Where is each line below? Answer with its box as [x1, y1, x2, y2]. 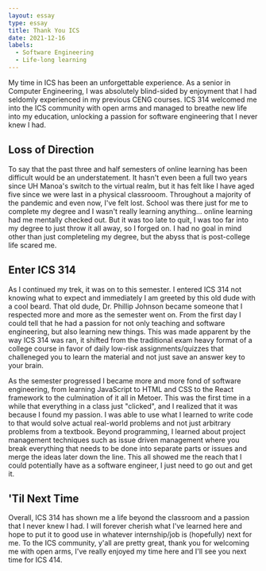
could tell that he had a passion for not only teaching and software [8, 318, 226, 328]
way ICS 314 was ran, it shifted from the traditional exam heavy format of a [8, 335, 253, 344]
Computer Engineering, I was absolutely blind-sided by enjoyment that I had [8, 86, 256, 95]
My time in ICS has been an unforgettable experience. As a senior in [8, 77, 231, 87]
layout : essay [8, 11, 56, 20]
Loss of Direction [8, 143, 94, 157]
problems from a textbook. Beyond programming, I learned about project [8, 426, 246, 436]
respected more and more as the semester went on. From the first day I [8, 309, 241, 319]
